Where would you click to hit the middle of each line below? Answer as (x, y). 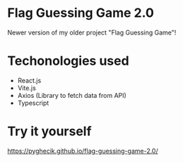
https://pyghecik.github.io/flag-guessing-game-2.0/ (83, 151)
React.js (29, 80)
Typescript (33, 103)
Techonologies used (68, 61)
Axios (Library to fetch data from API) (72, 95)
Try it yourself (49, 131)
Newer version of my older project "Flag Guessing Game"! (92, 32)
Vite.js (27, 88)
